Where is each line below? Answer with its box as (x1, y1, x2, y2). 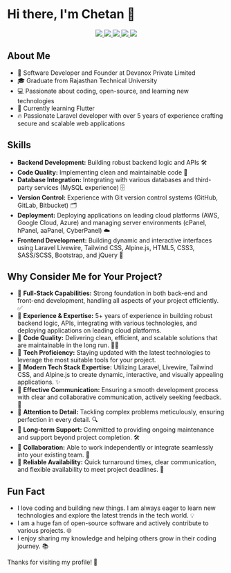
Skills (7, 139, 31, 151)
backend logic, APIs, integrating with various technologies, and (17, 319, 197, 328)
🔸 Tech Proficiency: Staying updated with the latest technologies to (17, 349, 211, 357)
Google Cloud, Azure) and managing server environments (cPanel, (17, 218, 207, 227)
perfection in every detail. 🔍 (17, 416, 98, 424)
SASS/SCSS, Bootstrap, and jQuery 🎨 (17, 251, 124, 259)
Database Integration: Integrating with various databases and (17, 175, 194, 184)
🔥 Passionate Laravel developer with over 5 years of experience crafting (17, 111, 223, 120)
